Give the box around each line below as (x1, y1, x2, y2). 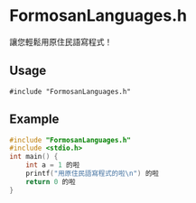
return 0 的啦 (25, 177, 76, 186)
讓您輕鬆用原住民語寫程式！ (9, 36, 113, 47)
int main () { (9, 152, 59, 161)
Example (9, 112, 60, 127)
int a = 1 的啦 (25, 161, 80, 170)
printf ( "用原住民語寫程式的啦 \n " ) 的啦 (25, 169, 160, 179)
